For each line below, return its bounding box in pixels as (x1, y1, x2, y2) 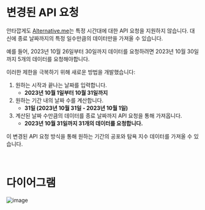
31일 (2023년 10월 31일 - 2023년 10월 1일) (24, 104, 129, 111)
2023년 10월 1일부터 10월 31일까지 (24, 89, 108, 96)
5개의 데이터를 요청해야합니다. (17, 55, 90, 62)
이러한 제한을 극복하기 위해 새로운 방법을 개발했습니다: (6, 68, 136, 75)
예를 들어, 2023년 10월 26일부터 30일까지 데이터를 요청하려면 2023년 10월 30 (6, 47, 194, 55)
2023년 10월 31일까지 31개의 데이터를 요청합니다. (24, 119, 143, 127)
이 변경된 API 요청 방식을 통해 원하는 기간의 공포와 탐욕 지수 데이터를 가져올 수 (6, 132, 193, 140)
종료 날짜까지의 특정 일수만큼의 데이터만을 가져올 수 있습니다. (17, 34, 163, 42)
